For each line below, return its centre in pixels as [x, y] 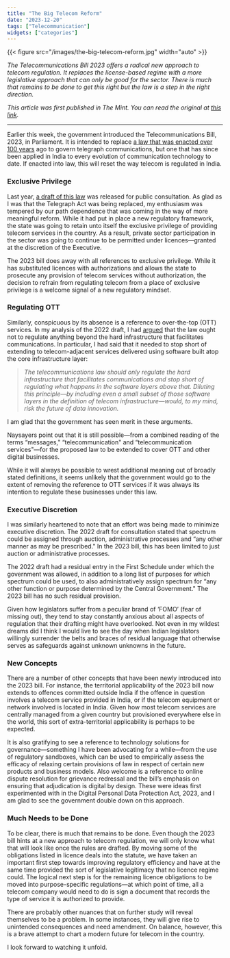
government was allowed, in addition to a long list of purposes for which [109, 574]
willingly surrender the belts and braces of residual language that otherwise [114, 638]
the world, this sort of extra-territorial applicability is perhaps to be [101, 722]
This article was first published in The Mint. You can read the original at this [114, 108]
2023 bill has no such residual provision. [64, 596]
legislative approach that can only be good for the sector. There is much [110, 80]
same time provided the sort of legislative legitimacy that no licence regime [113, 870]
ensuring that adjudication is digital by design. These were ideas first [104, 786]
